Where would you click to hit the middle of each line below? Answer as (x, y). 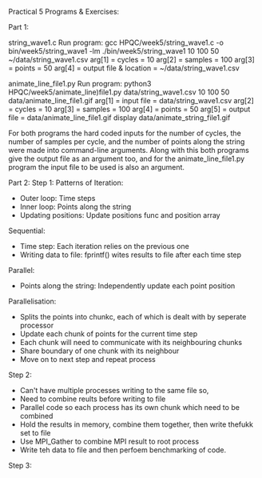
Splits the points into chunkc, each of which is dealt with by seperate (133, 317)
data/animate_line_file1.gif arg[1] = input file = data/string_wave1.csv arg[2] (131, 100)
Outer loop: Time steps (58, 198)
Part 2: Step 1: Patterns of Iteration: (66, 183)
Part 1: (19, 27)
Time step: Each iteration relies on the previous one (104, 246)
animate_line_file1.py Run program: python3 (80, 84)
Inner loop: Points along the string (75, 207)
